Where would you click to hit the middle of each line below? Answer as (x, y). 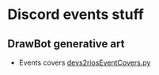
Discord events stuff (76, 15)
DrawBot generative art (66, 44)
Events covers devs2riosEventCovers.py (85, 62)
